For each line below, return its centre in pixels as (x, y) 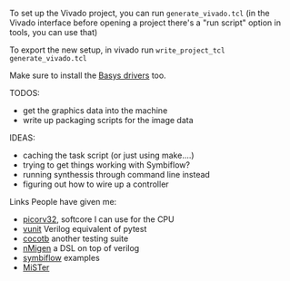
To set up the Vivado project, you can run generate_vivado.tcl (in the (140, 13)
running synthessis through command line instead (116, 174)
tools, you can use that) (54, 32)
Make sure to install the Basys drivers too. (88, 75)
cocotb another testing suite (75, 238)
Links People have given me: (63, 202)
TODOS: (25, 93)
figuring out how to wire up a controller (96, 184)
